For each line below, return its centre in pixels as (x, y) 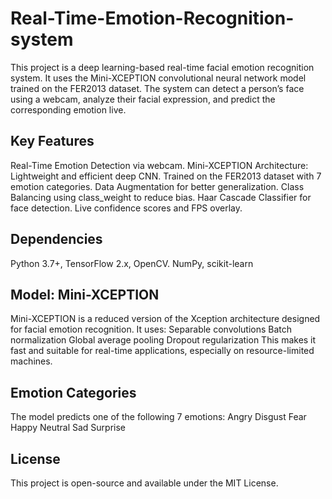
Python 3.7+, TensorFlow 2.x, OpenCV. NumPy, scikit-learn (132, 263)
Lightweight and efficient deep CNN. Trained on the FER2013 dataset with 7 (166, 176)
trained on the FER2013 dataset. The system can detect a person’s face (157, 88)
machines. (31, 361)
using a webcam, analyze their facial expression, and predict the (143, 99)
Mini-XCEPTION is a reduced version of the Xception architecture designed (165, 319)
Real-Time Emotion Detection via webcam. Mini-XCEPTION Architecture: (159, 165)
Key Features (52, 141)
